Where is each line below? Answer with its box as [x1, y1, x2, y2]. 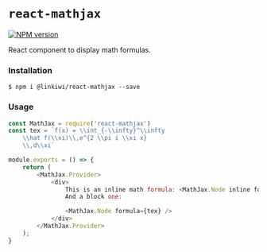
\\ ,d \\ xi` [22, 142, 56, 149]
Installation [8, 64, 53, 76]
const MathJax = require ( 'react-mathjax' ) [8, 119, 151, 127]
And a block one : [64, 193, 123, 201]
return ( [22, 163, 52, 171]
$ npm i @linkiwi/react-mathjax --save [8, 83, 141, 91]
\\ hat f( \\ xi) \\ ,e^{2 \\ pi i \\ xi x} [22, 134, 148, 142]
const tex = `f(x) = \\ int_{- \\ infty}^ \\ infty [8, 126, 165, 135]
